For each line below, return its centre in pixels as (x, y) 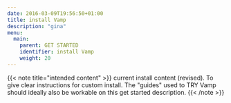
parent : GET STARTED (49, 45)
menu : (15, 33)
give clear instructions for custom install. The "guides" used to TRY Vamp (112, 85)
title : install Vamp (37, 20)
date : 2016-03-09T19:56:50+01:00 (55, 13)
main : (21, 39)
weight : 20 (35, 58)
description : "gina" (37, 26)
